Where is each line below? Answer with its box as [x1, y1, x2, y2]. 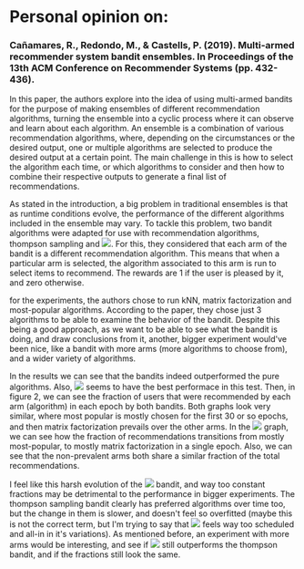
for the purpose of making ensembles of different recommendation [9, 103, 260, 115]
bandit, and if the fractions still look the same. [9, 549, 181, 560]
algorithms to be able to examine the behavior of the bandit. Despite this [9, 315, 280, 326]
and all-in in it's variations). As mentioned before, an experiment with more [9, 529, 289, 540]
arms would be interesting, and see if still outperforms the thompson [9, 540, 278, 551]
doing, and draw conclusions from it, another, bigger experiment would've [9, 334, 288, 345]
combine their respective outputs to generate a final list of [9, 171, 228, 182]
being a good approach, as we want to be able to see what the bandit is [9, 324, 278, 335]
